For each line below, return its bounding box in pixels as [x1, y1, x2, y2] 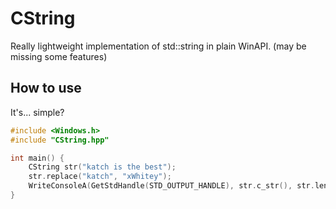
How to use [10, 80, 82, 97]
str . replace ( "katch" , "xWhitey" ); [28, 172, 172, 182]
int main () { [10, 153, 65, 163]
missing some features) [10, 50, 108, 62]
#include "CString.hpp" [10, 135, 110, 145]
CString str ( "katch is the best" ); [28, 162, 177, 172]
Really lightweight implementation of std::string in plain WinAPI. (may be [10, 40, 307, 52]
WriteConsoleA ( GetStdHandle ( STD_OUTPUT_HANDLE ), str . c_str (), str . [28, 181, 315, 191]
